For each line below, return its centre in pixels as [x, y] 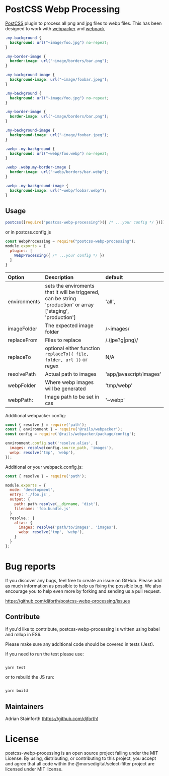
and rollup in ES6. [23, 634]
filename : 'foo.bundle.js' [43, 509]
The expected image [69, 325]
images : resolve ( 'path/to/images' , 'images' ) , [68, 528]
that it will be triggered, [72, 292]
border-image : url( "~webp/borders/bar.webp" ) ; [59, 172]
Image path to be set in [72, 397]
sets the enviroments [70, 286]
